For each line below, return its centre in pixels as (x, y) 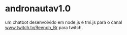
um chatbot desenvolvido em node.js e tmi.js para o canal (63, 22)
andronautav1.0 (38, 9)
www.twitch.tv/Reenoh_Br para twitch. (44, 27)
